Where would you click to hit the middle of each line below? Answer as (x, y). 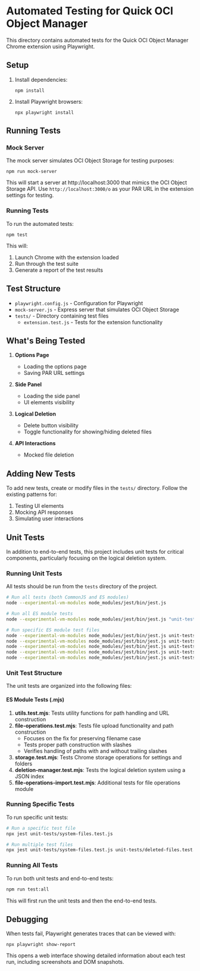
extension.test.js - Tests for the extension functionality (93, 322)
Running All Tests (32, 865)
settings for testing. (30, 196)
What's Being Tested (46, 341)
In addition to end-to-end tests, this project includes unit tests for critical (95, 551)
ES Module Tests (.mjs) (35, 699)
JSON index (29, 776)
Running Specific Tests (40, 804)
